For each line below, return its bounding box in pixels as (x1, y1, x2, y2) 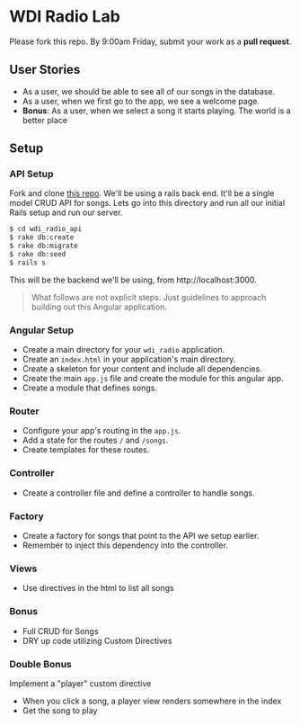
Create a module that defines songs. (22, 382, 157, 393)
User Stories (9, 62, 81, 77)
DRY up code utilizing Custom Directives (22, 635, 172, 646)
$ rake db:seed (9, 250, 66, 259)
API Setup (9, 168, 54, 181)
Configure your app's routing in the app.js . (22, 425, 181, 436)
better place (22, 114, 67, 125)
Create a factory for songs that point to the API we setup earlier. (22, 531, 260, 541)
